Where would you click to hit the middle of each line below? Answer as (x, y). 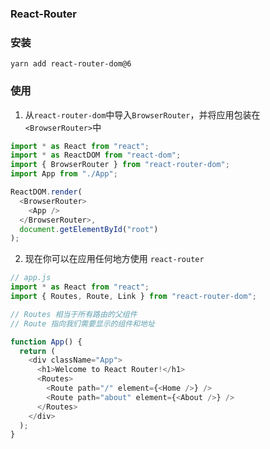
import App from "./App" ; (64, 174)
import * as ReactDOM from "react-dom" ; (96, 155)
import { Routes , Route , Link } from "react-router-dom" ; (133, 297)
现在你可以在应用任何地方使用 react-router (114, 259)
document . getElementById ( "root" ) (89, 229)
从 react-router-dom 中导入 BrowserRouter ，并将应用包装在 (142, 114)
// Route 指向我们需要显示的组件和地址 (82, 323)
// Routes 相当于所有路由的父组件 (74, 314)
